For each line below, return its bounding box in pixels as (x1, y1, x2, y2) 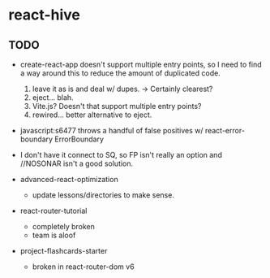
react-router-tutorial (19, 206, 88, 215)
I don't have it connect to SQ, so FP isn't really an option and (19, 150, 223, 159)
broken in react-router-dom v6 (32, 262, 135, 271)
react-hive (8, 6, 81, 24)
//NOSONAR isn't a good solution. (19, 159, 134, 168)
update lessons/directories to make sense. (32, 190, 174, 200)
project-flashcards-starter (19, 246, 108, 255)
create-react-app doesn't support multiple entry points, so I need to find (19, 59, 262, 69)
